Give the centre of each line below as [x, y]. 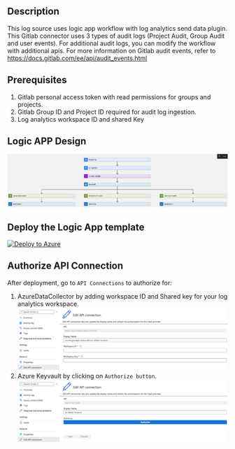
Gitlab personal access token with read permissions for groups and [114, 97]
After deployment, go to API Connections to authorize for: [90, 283]
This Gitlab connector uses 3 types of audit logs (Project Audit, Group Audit [116, 36]
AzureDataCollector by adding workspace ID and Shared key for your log [122, 296]
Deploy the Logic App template [76, 227]
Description [33, 12]
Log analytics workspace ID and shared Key [81, 119]
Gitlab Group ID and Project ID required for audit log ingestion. [107, 112]
